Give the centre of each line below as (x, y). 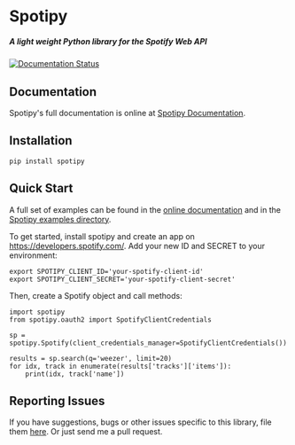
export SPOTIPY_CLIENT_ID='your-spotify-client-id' (106, 271)
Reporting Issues (57, 401)
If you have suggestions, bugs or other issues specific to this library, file (140, 422)
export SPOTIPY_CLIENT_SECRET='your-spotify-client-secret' (123, 279)
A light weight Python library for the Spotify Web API (108, 41)
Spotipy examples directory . (60, 219)
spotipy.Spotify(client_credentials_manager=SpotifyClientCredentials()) (148, 343)
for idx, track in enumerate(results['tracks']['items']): (120, 366)
